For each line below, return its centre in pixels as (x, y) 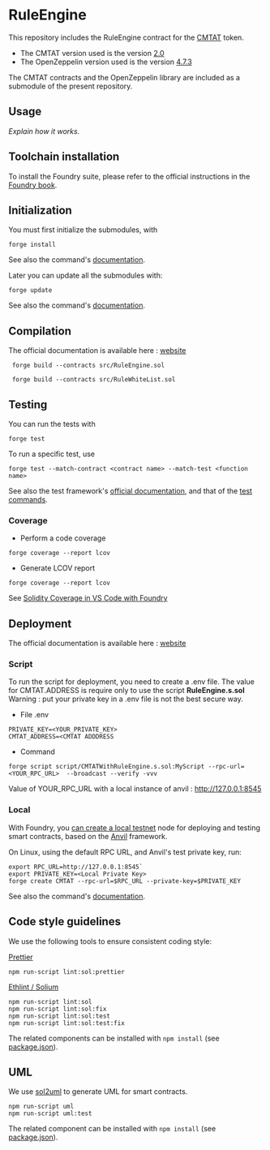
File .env (34, 715)
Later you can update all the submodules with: (86, 276)
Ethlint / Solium (34, 987)
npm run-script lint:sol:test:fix (67, 1023)
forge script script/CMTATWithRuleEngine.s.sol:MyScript (107, 767)
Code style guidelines (65, 922)
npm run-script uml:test (50, 1113)
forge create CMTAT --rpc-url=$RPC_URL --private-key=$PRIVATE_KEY (125, 881)
